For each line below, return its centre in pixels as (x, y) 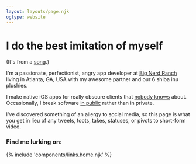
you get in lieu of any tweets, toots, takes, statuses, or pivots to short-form (96, 121)
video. (14, 127)
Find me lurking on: (34, 142)
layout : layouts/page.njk (37, 11)
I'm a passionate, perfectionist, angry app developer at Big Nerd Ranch (92, 73)
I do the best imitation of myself (85, 46)
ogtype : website (26, 17)
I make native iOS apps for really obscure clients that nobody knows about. (97, 97)
